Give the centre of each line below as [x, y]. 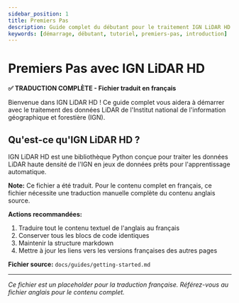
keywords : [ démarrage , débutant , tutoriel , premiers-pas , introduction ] [118, 34]
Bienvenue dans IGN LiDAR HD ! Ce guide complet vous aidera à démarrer [116, 103]
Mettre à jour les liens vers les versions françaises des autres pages [118, 251]
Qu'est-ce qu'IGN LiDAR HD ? [74, 140]
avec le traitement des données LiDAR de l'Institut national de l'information [117, 110]
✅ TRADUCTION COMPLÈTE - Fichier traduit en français [92, 88]
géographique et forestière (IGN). [57, 118]
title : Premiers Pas [39, 21]
